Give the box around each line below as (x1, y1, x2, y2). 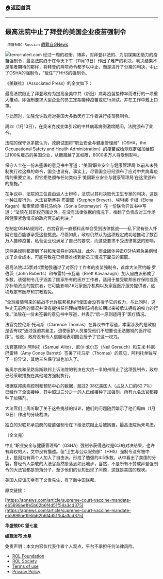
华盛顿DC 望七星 (5, 523, 38, 528)
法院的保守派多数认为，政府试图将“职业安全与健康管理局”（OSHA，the (5, 140, 147, 146)
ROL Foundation (12, 553, 45, 559)
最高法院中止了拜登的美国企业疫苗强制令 (5, 28, 126, 36)
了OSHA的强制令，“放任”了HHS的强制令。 (5, 70, 90, 76)
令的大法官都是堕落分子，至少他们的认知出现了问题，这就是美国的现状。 (5, 467, 149, 473)
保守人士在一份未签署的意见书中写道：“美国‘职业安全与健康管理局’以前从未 (5, 162, 154, 168)
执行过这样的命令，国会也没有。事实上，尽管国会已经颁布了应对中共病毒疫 (9, 169, 158, 175)
